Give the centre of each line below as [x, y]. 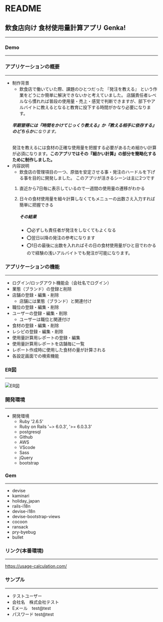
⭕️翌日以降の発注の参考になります [61, 237]
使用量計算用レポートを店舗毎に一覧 [48, 344]
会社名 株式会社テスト [35, 602]
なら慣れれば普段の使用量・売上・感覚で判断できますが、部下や [87, 101]
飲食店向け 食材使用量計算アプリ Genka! [65, 28]
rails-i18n [21, 506]
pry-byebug [24, 532]
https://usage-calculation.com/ [36, 566]
